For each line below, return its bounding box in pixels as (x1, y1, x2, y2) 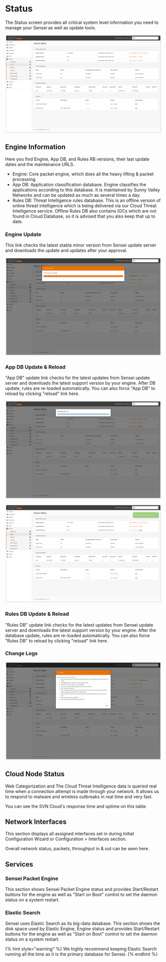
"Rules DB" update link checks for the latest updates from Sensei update (5, 622, 154, 628)
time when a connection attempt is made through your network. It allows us (5, 788, 160, 794)
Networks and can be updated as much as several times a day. (12, 192, 141, 198)
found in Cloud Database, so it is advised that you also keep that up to (12, 213, 156, 219)
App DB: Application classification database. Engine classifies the (12, 181, 147, 187)
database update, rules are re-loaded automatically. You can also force (5, 632, 150, 639)
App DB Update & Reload (5, 363, 66, 370)
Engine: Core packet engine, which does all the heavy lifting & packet (12, 171, 154, 177)
